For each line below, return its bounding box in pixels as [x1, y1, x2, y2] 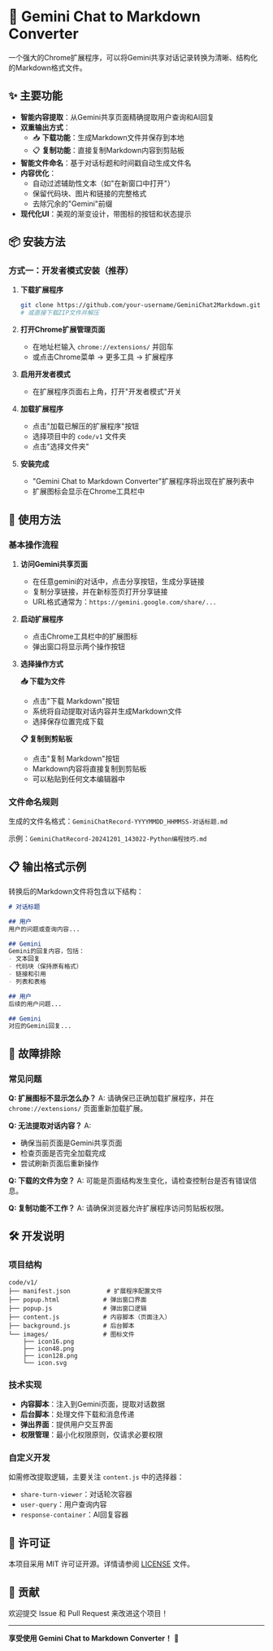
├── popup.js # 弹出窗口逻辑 [8, 1304, 147, 1312]
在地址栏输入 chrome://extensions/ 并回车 [32, 342, 174, 352]
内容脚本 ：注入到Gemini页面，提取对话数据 [19, 1399, 165, 1409]
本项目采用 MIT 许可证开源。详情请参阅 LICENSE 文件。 [8, 1559, 195, 1569]
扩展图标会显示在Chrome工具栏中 [32, 486, 145, 496]
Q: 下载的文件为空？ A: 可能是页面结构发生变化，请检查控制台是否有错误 [8, 1176, 250, 1186]
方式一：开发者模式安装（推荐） [8, 265, 134, 276]
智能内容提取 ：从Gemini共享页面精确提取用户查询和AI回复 [19, 112, 215, 121]
